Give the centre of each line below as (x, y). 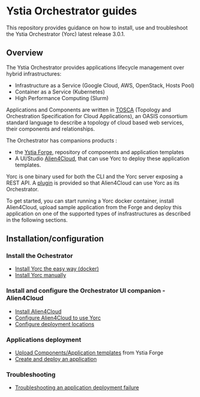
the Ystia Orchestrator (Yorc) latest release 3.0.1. (66, 34)
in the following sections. (37, 219)
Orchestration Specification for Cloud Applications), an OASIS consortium (97, 116)
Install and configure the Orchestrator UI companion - (86, 291)
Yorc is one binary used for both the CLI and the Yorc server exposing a (95, 176)
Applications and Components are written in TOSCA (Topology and (89, 110)
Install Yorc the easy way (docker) (57, 269)
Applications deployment (44, 339)
